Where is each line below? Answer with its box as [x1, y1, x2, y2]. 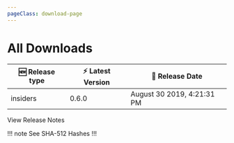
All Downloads [7, 40, 93, 56]
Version [83, 77, 110, 87]
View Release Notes [7, 116, 65, 124]
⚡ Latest [82, 66, 111, 75]
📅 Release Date [151, 71, 203, 81]
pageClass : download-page [7, 10, 82, 17]
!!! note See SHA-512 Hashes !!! [7, 129, 97, 137]
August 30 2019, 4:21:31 [130, 89, 215, 98]
